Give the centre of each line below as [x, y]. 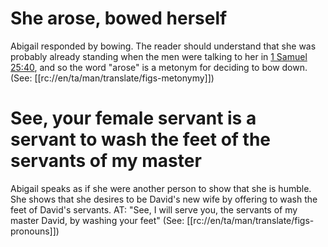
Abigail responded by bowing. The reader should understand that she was [163, 46]
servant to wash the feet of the [141, 139]
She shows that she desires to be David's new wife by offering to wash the [164, 199]
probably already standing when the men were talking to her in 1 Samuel [159, 56]
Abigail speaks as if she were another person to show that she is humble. [161, 188]
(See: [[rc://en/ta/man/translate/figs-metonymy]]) [112, 78]
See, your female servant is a [133, 118]
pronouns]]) [35, 231]
